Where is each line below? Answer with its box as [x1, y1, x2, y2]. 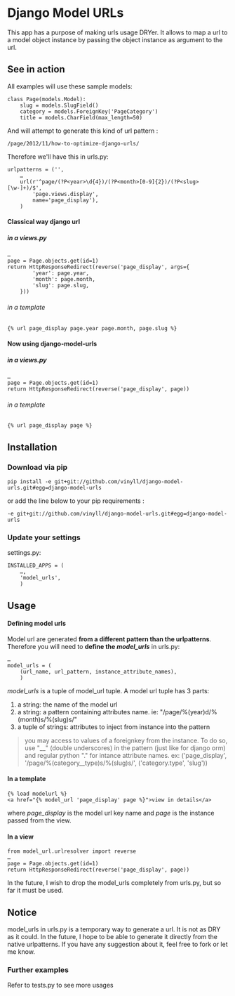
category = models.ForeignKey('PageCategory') [20, 107, 159, 115]
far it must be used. [7, 886, 64, 895]
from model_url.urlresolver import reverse [7, 848, 137, 855]
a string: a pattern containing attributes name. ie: [17, 707, 159, 716]
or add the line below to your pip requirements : [7, 497, 145, 505]
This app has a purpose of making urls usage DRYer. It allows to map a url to [7, 28, 228, 37]
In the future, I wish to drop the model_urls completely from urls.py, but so [7, 879, 222, 887]
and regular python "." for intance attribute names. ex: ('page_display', [24, 751, 227, 759]
